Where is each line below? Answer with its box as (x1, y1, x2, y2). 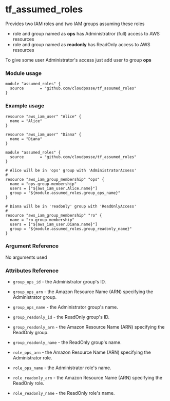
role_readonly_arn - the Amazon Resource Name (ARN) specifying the (12, 375, 163, 381)
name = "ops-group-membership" (10, 181, 77, 186)
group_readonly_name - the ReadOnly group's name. (12, 339, 122, 346)
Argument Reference (5, 242, 59, 250)
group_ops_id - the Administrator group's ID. (12, 279, 106, 285)
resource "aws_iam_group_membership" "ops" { (5, 177, 104, 182)
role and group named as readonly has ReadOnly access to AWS (12, 41, 150, 47)
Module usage (5, 69, 42, 77)
